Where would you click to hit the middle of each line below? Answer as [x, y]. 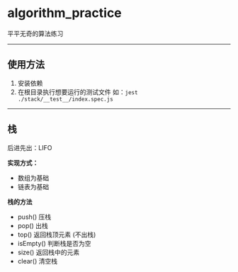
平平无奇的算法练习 [35, 33]
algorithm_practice [64, 13]
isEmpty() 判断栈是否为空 [54, 243]
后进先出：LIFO [30, 147]
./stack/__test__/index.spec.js [65, 99]
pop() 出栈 [33, 225]
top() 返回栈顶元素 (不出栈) [57, 234]
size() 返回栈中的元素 [49, 252]
